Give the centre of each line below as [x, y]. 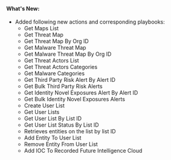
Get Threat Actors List [52, 61]
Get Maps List [41, 28]
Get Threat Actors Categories [61, 67]
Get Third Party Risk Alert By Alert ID [70, 80]
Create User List [44, 105]
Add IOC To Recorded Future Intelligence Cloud [83, 151]
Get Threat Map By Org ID [56, 41]
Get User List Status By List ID [61, 125]
